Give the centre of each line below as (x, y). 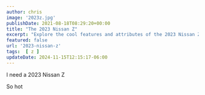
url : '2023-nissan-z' (34, 46)
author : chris (24, 12)
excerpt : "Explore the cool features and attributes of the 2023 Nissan (101, 35)
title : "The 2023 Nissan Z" (42, 29)
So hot (15, 86)
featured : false (27, 40)
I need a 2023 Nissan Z (36, 74)
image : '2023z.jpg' (31, 18)
